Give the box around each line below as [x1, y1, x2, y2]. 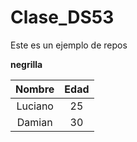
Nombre [15, 82, 55, 96]
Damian [16, 115, 53, 129]
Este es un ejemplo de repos [10, 39, 128, 51]
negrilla [10, 58, 43, 70]
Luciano [16, 99, 54, 113]
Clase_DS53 [10, 6, 115, 29]
